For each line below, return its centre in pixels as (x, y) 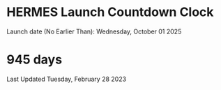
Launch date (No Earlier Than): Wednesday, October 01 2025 (94, 31)
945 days (35, 60)
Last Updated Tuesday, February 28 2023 (67, 79)
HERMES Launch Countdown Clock (110, 12)
